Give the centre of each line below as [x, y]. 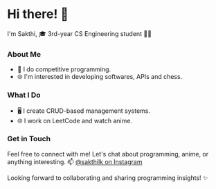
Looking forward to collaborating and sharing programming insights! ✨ [108, 178]
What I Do [24, 95]
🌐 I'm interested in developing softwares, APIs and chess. [100, 77]
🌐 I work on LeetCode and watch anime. [75, 120]
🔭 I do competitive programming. [64, 69]
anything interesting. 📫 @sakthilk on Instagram [75, 161]
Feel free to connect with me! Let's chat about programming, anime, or [108, 154]
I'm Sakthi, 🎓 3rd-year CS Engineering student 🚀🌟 [80, 33]
